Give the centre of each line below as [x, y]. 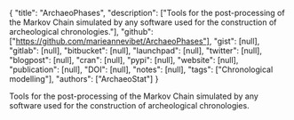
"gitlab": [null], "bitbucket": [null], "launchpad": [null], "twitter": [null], [135, 51]
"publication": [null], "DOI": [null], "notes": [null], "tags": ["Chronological [141, 69]
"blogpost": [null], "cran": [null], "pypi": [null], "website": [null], [124, 60]
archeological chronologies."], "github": [81, 32]
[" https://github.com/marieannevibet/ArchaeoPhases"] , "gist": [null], [135, 41]
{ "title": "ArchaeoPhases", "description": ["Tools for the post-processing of [147, 13]
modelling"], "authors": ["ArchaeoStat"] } [84, 79]
